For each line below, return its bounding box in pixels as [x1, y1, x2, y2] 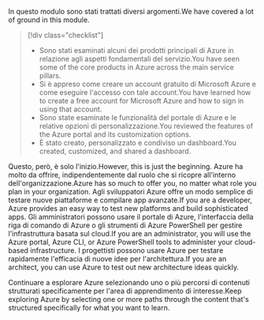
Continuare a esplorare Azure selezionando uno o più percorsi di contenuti [8, 278, 251, 287]
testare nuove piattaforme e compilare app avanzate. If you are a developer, [8, 195, 252, 205]
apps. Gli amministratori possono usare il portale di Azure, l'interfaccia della [8, 213, 254, 221]
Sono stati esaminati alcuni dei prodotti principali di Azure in [39, 46, 234, 55]
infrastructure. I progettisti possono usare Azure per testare [30, 246, 224, 255]
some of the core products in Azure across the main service [39, 62, 234, 72]
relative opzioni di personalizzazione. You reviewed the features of [39, 122, 254, 130]
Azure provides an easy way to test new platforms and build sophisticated [8, 204, 248, 213]
